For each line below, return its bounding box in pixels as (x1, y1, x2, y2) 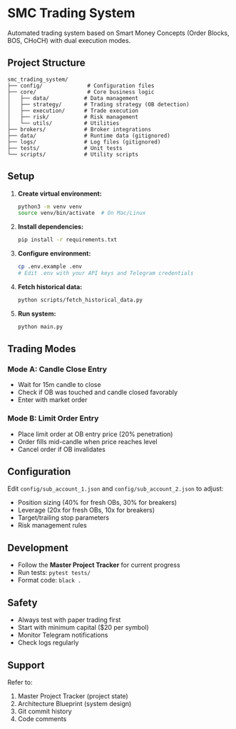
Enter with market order (17, 396, 88, 404)
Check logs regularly (17, 638, 79, 647)
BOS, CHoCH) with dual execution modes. (7, 36, 131, 44)
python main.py (17, 323, 63, 330)
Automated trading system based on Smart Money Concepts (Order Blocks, (7, 29, 230, 37)
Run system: (17, 309, 56, 318)
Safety (7, 596, 38, 608)
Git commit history (17, 707, 73, 715)
